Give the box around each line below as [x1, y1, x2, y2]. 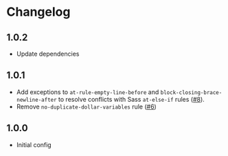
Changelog [6, 4, 71, 20]
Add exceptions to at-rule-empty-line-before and [16, 87, 159, 96]
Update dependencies [16, 49, 80, 58]
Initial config [16, 140, 52, 148]
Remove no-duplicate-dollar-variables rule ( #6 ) [16, 102, 157, 111]
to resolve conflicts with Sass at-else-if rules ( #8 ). [58, 95, 205, 103]
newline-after [16, 96, 57, 103]
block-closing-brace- [160, 89, 223, 96]
